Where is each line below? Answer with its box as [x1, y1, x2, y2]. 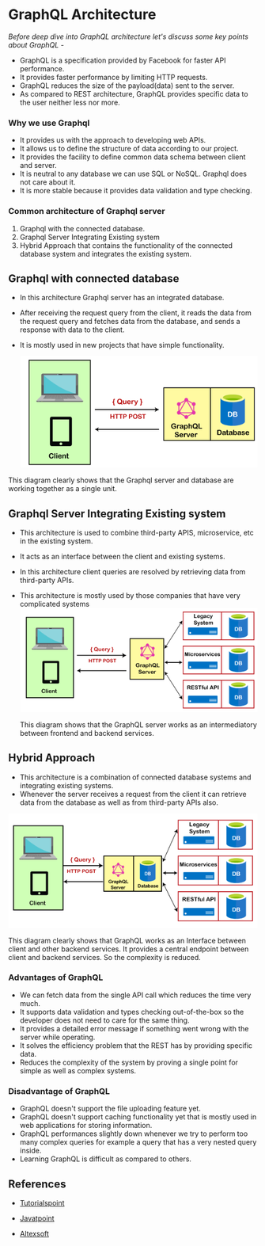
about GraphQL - [8, 40, 65, 49]
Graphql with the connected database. [19, 223, 146, 233]
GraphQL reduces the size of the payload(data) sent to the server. [19, 81, 235, 90]
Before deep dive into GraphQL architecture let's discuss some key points [8, 32, 249, 41]
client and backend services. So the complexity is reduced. [8, 952, 202, 962]
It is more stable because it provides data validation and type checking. [19, 186, 252, 196]
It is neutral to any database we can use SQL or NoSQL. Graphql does [19, 169, 248, 179]
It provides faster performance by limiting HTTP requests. [19, 72, 208, 82]
